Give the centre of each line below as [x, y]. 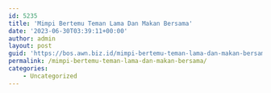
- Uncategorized [50, 76]
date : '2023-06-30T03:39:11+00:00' [68, 31]
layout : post [30, 46]
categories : [28, 69]
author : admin [32, 38]
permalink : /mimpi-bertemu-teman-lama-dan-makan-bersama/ [108, 61]
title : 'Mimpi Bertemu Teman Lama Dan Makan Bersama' [101, 23]
